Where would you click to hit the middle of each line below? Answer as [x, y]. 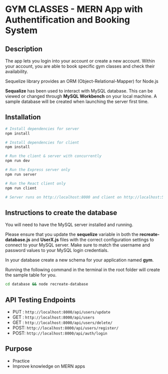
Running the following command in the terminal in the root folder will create [82, 270]
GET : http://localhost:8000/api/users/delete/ [62, 322]
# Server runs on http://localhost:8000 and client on [63, 197]
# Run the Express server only [38, 170]
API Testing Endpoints [40, 300]
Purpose [19, 349]
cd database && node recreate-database [47, 284]
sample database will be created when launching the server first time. [77, 101]
